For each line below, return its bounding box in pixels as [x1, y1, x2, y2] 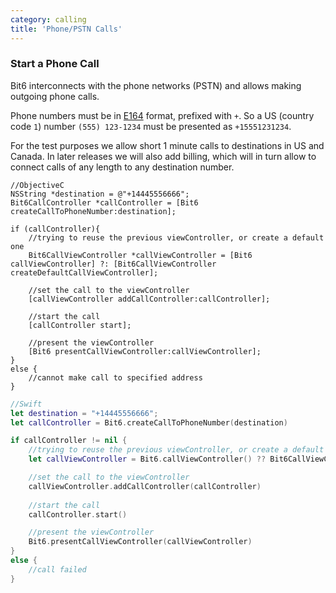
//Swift [10, 399, 43, 409]
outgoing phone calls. [10, 90, 100, 102]
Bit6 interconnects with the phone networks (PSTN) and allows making [10, 79, 302, 91]
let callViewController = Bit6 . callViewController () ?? [28, 454, 267, 465]
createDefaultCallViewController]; [10, 267, 159, 278]
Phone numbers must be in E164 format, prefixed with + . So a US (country [10, 109, 315, 121]
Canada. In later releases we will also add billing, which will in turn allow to [10, 150, 317, 162]
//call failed [28, 564, 87, 575]
